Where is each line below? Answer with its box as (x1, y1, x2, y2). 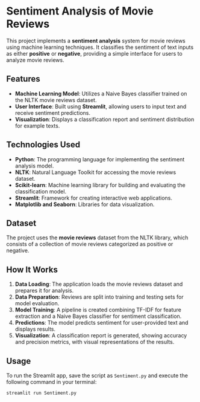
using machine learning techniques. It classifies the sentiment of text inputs (6, 44, 194, 51)
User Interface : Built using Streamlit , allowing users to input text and (14, 103, 187, 110)
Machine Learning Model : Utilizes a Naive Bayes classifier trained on (14, 89, 187, 97)
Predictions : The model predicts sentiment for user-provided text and (14, 319, 189, 326)
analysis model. (14, 162, 54, 169)
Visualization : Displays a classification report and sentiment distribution (14, 115, 195, 123)
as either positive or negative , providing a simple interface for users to (6, 50, 183, 57)
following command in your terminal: (6, 378, 97, 385)
